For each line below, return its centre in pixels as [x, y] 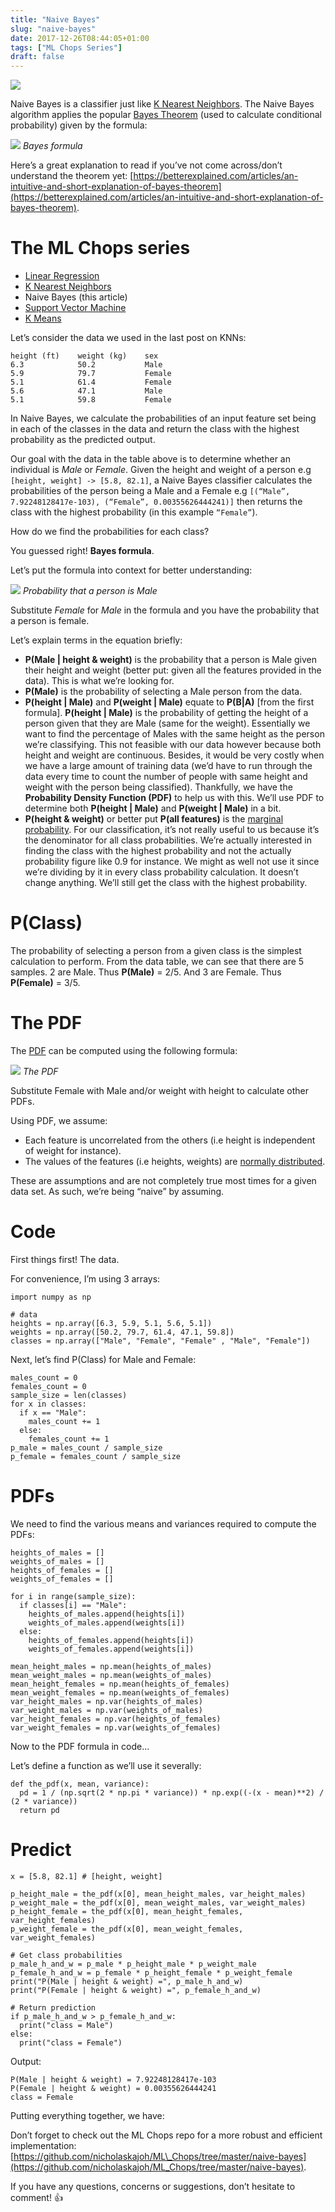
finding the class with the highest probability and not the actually [158, 851]
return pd [39, 1810]
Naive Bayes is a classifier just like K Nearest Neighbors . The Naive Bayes [162, 104]
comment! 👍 [36, 2197]
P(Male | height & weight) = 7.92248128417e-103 [113, 2079]
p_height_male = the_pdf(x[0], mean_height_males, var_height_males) [158, 1894]
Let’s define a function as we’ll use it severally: [106, 1765]
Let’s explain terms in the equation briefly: [96, 640]
